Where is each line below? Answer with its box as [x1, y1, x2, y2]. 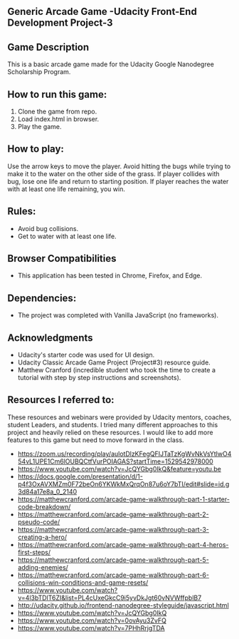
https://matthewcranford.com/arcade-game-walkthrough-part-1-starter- [17, 495, 230, 503]
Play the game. [17, 123, 62, 131]
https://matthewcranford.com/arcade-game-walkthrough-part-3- [17, 525, 210, 533]
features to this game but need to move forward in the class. [7, 435, 184, 444]
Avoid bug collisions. [17, 224, 79, 232]
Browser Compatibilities [7, 252, 117, 265]
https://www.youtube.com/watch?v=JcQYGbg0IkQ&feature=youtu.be [17, 464, 222, 473]
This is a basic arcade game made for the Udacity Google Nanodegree [7, 60, 215, 68]
